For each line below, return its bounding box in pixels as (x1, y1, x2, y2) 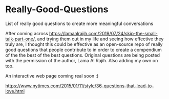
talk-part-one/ (5, 36, 35, 42)
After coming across (5, 30, 49, 36)
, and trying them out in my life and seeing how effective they (34, 36, 164, 42)
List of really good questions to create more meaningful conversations (5, 20, 154, 27)
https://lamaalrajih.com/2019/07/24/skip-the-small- (49, 30, 158, 36)
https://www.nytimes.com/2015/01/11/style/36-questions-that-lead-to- (5, 83, 154, 89)
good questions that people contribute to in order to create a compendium (5, 46, 162, 53)
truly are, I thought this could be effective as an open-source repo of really (5, 41, 163, 47)
